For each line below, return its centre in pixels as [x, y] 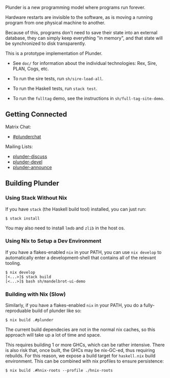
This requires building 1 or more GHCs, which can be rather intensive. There [85, 345]
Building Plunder [32, 183]
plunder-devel [27, 162]
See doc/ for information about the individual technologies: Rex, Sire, [85, 63]
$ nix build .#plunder [29, 320]
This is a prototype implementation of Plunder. [54, 53]
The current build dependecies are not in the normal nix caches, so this [80, 329]
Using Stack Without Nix [36, 198]
